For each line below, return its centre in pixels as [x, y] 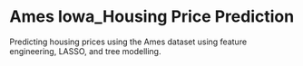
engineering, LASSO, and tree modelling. [85, 51]
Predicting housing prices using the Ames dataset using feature [128, 42]
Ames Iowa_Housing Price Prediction [152, 17]
